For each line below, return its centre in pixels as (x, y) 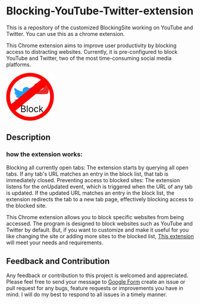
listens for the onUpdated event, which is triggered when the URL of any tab (99, 186)
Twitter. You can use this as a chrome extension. (65, 33)
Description (28, 138)
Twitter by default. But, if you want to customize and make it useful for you (98, 230)
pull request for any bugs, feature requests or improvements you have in (95, 288)
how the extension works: (44, 155)
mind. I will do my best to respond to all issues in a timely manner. (87, 294)
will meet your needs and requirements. (55, 242)
